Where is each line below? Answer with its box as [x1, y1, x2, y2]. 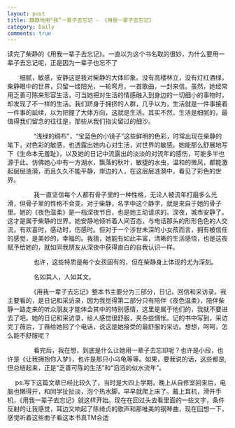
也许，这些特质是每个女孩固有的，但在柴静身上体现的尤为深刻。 [33, 258, 218, 266]
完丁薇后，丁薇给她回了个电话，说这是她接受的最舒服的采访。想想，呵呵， [7, 322, 222, 331]
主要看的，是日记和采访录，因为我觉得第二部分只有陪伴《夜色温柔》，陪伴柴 [7, 297, 225, 305]
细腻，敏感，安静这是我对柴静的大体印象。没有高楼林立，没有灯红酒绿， [19, 73, 228, 82]
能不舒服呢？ [13, 331, 50, 340]
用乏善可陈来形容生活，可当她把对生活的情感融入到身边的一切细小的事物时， [7, 91, 228, 99]
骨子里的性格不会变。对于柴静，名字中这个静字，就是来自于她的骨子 [25, 199, 222, 208]
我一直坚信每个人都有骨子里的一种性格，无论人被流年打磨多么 [33, 190, 211, 199]
